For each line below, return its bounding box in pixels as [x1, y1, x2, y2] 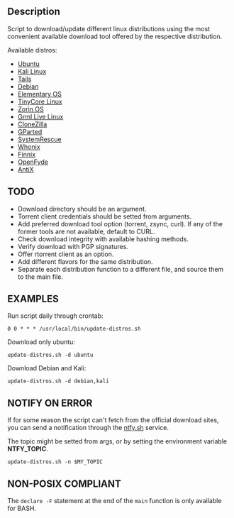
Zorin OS [17, 104, 44, 113]
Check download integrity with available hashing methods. [17, 234, 189, 243]
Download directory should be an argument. [17, 204, 147, 213]
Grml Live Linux [17, 112, 64, 121]
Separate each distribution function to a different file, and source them [17, 265, 224, 273]
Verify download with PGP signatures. [17, 242, 129, 250]
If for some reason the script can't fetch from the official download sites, [7, 416, 219, 424]
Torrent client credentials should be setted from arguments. [17, 212, 192, 221]
